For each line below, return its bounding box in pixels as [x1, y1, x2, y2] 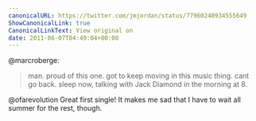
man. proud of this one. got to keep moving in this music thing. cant [27, 71, 250, 80]
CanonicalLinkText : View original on [8, 26, 134, 34]
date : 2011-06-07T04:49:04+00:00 [8, 33, 119, 42]
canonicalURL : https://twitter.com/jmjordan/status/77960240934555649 [8, 11, 247, 20]
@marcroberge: [8, 56, 60, 65]
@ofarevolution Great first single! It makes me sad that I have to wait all [8, 95, 241, 104]
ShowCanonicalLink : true [8, 19, 91, 27]
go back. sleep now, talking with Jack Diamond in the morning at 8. [27, 80, 248, 89]
